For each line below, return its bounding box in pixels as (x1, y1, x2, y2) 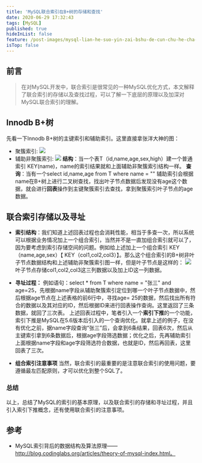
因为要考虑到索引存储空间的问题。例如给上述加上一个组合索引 (14, 244, 168, 251)
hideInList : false (6, 31, 52, 37)
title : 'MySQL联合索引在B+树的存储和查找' (6, 8, 103, 15)
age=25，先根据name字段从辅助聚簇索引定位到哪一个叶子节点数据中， (14, 287, 191, 294)
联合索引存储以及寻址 (6, 212, 85, 222)
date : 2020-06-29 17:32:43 (6, 14, 74, 20)
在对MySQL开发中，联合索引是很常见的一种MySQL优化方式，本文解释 (20, 83, 195, 90)
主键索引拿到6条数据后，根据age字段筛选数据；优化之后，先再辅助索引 (14, 332, 191, 339)
